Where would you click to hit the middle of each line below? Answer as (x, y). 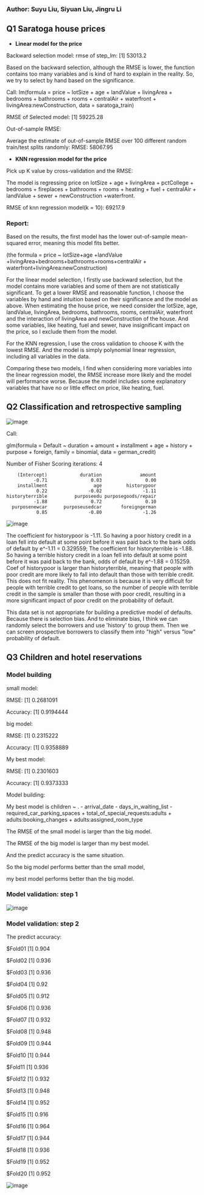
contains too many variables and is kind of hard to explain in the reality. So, (100, 74)
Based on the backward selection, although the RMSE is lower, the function (100, 67)
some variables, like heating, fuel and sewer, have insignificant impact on (98, 325)
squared (17, 243)
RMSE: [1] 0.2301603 (33, 771)
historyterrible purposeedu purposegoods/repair (81, 496)
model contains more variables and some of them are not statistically (93, 287)
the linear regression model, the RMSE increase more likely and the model (99, 375)
